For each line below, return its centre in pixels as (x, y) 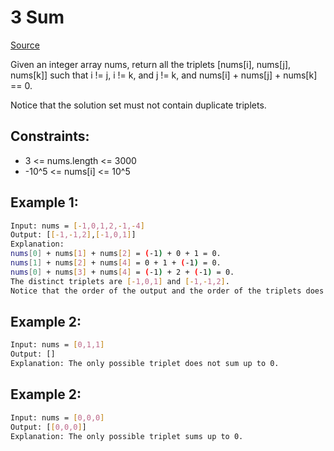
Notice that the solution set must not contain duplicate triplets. (138, 105)
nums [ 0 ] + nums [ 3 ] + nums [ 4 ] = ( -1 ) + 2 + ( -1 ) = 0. (122, 272)
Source (25, 45)
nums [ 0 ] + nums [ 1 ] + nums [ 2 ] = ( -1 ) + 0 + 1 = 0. (116, 254)
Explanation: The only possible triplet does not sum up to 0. (145, 364)
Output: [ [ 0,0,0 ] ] (48, 427)
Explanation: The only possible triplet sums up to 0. (127, 436)
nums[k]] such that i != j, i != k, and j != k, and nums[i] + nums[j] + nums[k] (164, 75)
